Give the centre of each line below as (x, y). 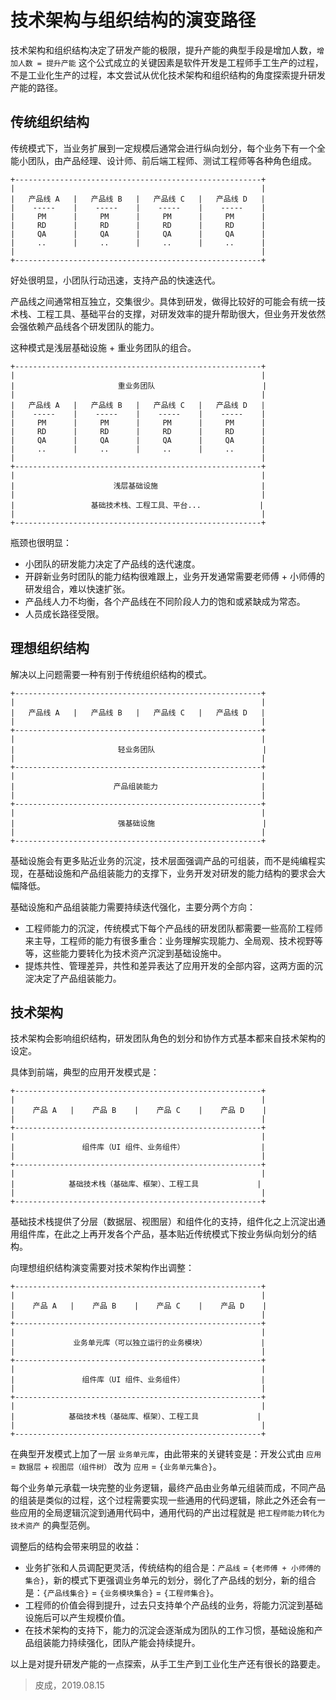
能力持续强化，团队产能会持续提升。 (126, 1643)
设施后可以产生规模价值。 (77, 1618)
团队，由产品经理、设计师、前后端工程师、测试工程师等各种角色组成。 (172, 160)
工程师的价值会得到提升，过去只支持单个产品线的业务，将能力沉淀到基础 (173, 1605)
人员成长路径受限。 (64, 613)
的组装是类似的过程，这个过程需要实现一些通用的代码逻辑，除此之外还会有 (163, 1500)
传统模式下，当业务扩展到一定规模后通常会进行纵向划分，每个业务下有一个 (163, 148)
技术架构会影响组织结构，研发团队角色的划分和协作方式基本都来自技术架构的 (168, 1038)
